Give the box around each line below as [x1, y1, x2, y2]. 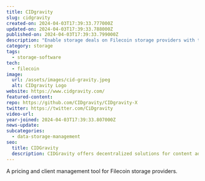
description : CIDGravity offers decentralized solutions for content [12, 151, 192, 157]
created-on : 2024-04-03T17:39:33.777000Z [6, 20, 113, 26]
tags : [6, 49, 20, 55]
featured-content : [6, 94, 53, 100]
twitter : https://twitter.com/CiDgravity [6, 105, 113, 112]
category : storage [6, 43, 53, 49]
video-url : [6, 111, 34, 117]
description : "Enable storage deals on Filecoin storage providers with [6, 37, 195, 43]
